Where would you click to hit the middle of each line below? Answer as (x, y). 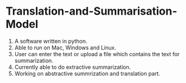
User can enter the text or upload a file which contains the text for (97, 54)
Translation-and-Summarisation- (91, 11)
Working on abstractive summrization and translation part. (87, 73)
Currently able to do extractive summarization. (73, 67)
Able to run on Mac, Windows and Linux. (65, 48)
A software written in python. (51, 41)
